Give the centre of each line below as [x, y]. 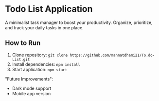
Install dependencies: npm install [46, 64]
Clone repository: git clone [40, 55]
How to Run [23, 43]
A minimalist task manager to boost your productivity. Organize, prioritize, [79, 22]
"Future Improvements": [29, 79]
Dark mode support [32, 88]
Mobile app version [31, 93]
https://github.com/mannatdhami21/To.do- [112, 55]
